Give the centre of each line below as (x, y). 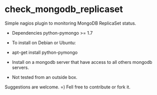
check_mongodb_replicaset (64, 9)
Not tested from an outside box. (45, 77)
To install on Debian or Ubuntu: (44, 42)
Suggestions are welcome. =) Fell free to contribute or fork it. (67, 87)
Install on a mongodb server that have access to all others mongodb (82, 62)
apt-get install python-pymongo (45, 52)
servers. (20, 67)
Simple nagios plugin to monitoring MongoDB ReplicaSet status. (70, 23)
